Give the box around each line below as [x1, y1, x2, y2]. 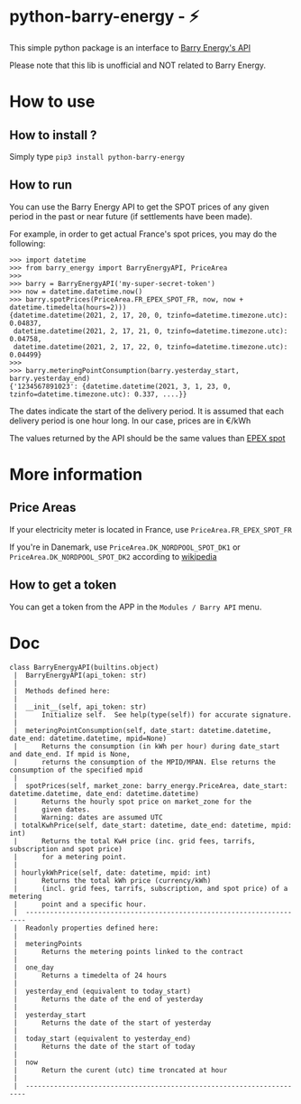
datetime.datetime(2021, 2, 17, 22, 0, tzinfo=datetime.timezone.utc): [13, 342, 288, 351]
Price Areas [9, 500, 77, 515]
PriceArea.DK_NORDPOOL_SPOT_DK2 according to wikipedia [9, 551, 218, 561]
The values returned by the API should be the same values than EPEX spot [9, 432, 286, 443]
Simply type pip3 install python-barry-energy [9, 151, 185, 162]
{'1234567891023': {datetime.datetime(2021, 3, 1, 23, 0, [9, 382, 232, 391]
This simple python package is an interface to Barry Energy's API [9, 42, 251, 53]
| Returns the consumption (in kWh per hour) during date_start [13, 741, 280, 751]
